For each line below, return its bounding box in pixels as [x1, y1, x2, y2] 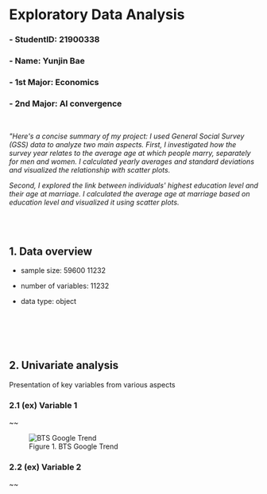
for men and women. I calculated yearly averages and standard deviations [9, 157, 255, 166]
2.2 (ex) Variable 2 [9, 461, 82, 473]
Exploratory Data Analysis [9, 6, 185, 24]
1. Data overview [9, 244, 93, 258]
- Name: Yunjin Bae [9, 56, 86, 67]
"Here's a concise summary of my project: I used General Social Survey [9, 131, 245, 141]
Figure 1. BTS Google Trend [29, 441, 118, 451]
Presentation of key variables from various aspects [9, 379, 176, 389]
